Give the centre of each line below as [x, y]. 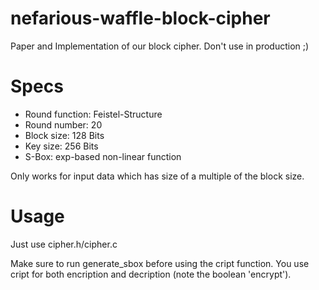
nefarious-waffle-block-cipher [140, 18]
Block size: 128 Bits [64, 135]
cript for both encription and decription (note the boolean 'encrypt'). [151, 274]
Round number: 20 [63, 124]
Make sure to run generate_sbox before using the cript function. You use [160, 263]
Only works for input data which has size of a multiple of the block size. [157, 176]
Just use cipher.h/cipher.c [64, 244]
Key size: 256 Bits [61, 146]
